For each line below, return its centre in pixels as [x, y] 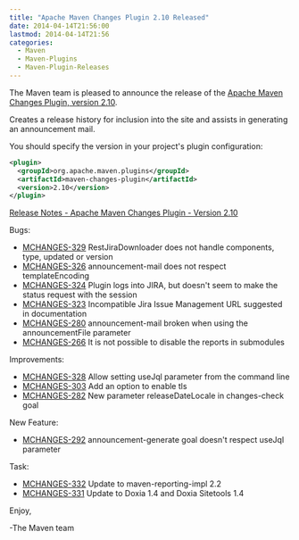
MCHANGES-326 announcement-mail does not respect [124, 266]
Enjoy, [21, 511]
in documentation [54, 314]
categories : [31, 42]
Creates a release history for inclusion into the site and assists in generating [149, 119]
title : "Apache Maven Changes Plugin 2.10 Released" [109, 17]
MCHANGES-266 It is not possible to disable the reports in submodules [154, 342]
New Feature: [34, 423]
